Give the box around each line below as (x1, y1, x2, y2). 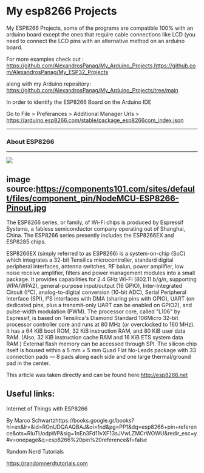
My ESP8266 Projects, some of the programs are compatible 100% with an (6, 24, 194, 32)
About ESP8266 (6, 137, 55, 146)
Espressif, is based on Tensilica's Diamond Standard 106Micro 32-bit (6, 315, 178, 322)
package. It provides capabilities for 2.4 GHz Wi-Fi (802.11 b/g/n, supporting (6, 276, 197, 283)
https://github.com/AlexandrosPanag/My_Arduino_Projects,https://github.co (6, 62, 196, 69)
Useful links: (6, 389, 55, 399)
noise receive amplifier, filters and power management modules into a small (6, 269, 195, 277)
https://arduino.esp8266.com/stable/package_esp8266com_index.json (6, 117, 184, 124)
